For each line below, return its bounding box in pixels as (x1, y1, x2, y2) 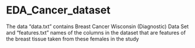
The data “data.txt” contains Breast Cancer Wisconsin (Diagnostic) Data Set (6, 23, 189, 30)
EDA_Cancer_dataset (6, 4, 111, 17)
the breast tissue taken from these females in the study (6, 35, 139, 42)
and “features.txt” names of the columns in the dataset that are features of (6, 29, 186, 36)
